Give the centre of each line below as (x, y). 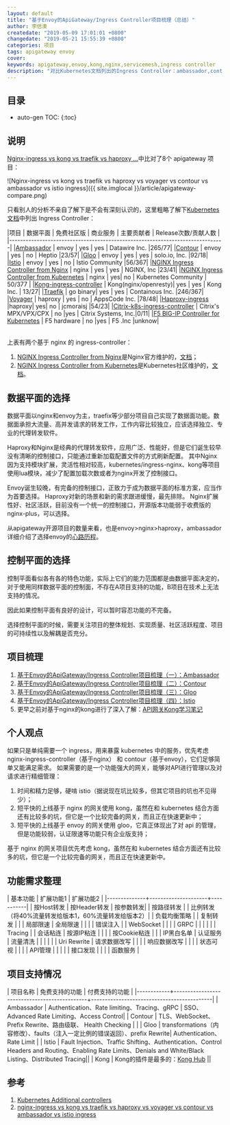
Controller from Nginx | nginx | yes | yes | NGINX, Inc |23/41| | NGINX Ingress (115, 270)
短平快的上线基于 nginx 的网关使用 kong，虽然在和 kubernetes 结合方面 (118, 808)
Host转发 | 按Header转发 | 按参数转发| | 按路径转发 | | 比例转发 (127, 907)
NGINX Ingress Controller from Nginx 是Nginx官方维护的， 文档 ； (107, 357)
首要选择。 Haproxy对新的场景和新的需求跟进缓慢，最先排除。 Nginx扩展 (116, 496)
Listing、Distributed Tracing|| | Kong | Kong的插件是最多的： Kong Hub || (109, 1059)
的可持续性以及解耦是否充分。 (49, 633)
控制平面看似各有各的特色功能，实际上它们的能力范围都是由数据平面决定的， (115, 578)
